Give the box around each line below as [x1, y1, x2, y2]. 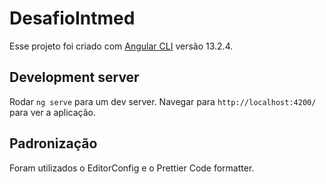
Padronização [9, 135, 98, 152]
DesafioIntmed [9, 7, 136, 30]
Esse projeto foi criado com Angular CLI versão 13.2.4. [9, 40, 234, 52]
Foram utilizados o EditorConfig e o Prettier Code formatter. [9, 162, 255, 174]
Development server [9, 69, 140, 86]
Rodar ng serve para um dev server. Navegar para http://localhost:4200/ [9, 95, 317, 107]
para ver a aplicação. [9, 106, 97, 118]
